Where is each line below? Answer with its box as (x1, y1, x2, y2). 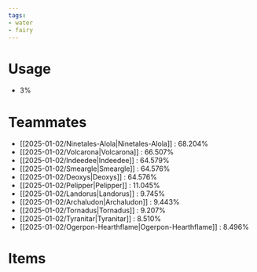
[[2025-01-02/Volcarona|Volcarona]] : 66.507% (19, 147, 174, 157)
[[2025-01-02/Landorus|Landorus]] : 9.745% (19, 189, 166, 198)
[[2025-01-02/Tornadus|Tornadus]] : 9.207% (19, 205, 167, 216)
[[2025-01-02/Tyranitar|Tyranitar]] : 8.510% (19, 214, 162, 223)
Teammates (8, 113, 87, 131)
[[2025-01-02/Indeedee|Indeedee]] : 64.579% (19, 156, 170, 165)
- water (8, 19, 34, 27)
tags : (8, 11, 26, 20)
